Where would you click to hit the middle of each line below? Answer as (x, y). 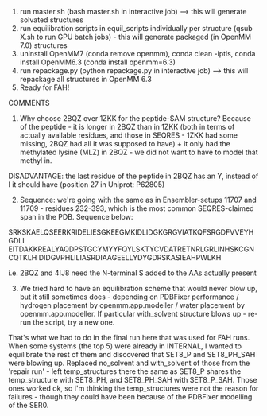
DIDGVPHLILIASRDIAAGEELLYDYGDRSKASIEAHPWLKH (130, 257)
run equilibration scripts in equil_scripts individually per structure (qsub (136, 28)
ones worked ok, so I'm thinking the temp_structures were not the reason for (133, 388)
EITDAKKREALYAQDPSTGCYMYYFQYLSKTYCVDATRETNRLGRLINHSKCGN (132, 249)
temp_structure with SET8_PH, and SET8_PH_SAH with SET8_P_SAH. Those (133, 380)
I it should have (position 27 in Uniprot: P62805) (87, 185)
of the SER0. (29, 405)
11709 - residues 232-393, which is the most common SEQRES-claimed (137, 208)
